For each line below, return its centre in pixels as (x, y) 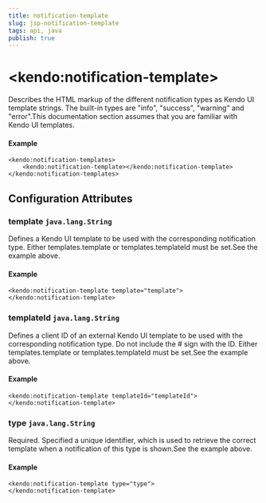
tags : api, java (35, 30)
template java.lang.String (61, 221)
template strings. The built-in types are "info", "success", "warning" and (126, 108)
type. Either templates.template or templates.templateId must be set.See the (133, 248)
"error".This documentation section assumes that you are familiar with (123, 117)
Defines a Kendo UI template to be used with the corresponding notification (132, 239)
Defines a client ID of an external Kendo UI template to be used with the (125, 335)
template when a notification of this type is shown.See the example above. (130, 449)
